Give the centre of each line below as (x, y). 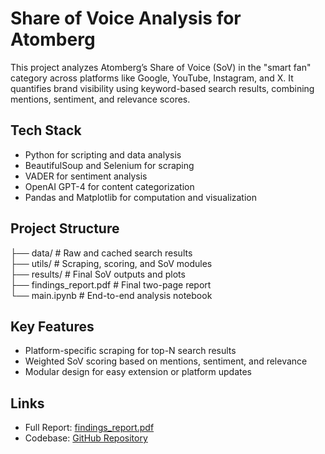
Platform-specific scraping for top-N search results (130, 351)
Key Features (52, 326)
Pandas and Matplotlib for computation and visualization (140, 197)
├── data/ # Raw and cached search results (101, 253)
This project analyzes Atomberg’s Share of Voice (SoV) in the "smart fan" (161, 67)
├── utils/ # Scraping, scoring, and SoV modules (111, 263)
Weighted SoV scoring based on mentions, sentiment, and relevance (166, 361)
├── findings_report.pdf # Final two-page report (111, 284)
